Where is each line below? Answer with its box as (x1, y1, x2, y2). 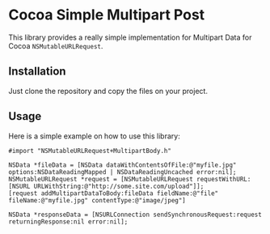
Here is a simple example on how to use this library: (8, 131, 180, 141)
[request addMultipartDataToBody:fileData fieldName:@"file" (8, 189, 219, 198)
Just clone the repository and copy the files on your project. (8, 86, 209, 96)
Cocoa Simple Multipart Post (8, 6, 205, 24)
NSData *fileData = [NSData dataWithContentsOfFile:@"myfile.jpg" (8, 160, 237, 169)
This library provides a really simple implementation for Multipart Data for (8, 32, 252, 42)
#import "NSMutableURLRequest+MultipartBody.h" (8, 147, 172, 155)
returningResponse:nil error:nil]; (8, 217, 129, 226)
